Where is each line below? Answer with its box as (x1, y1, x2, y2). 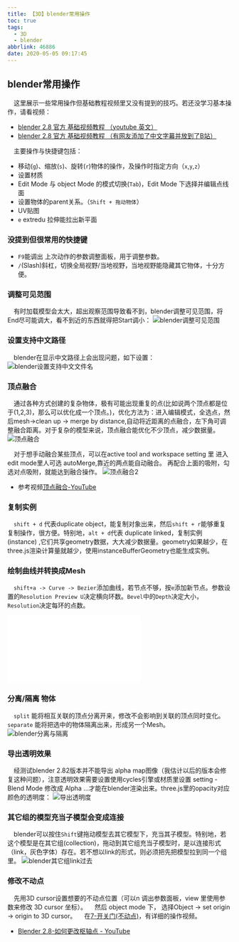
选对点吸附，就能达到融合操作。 (7, 467, 101, 476)
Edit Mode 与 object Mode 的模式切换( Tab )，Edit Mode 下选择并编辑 (17, 179, 217, 188)
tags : (7, 23, 23, 31)
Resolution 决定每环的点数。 (7, 601, 90, 609)
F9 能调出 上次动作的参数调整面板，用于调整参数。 (17, 252, 164, 261)
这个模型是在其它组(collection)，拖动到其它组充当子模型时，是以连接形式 (7, 839, 222, 847)
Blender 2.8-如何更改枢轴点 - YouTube (17, 926, 130, 935)
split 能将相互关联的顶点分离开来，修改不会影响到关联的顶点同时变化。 (14, 711, 225, 720)
